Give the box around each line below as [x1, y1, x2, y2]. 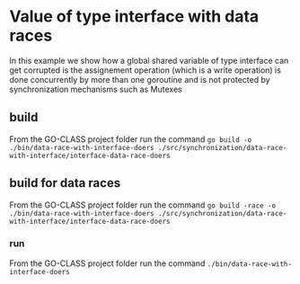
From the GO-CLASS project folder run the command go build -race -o [9, 200, 277, 210]
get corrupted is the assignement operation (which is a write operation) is [9, 65, 281, 75]
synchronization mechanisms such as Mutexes [9, 84, 182, 94]
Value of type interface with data [9, 6, 260, 27]
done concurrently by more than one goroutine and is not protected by [9, 74, 271, 84]
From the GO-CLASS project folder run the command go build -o [9, 133, 252, 145]
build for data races [9, 175, 121, 191]
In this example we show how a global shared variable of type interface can [9, 55, 289, 66]
